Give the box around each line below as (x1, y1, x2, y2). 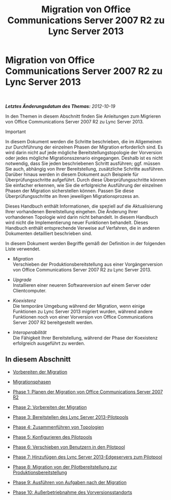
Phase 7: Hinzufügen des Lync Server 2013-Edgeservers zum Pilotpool (12, 454, 162, 460)
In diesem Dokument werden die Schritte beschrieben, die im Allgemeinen (5, 138, 162, 144)
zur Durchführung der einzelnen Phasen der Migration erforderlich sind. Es (5, 144, 163, 150)
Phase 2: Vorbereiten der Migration (12, 404, 87, 410)
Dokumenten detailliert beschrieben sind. (5, 230, 92, 236)
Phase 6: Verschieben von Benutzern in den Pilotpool (12, 443, 125, 450)
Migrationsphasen (12, 379, 51, 385)
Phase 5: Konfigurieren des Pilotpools (12, 434, 92, 440)
